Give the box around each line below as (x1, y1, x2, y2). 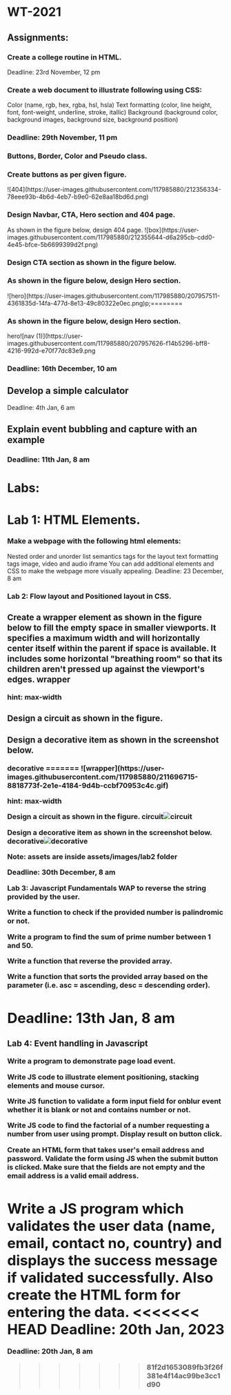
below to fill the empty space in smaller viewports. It (7, 622, 217, 633)
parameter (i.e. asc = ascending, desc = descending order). (7, 980, 211, 990)
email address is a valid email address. (7, 1171, 139, 1180)
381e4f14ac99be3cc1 (146, 1371, 221, 1381)
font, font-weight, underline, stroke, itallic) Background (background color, (7, 108, 219, 117)
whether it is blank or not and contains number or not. (7, 1105, 191, 1114)
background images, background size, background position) (7, 115, 179, 124)
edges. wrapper (7, 673, 71, 685)
